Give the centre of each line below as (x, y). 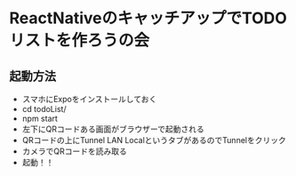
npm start (40, 118)
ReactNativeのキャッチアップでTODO (148, 18)
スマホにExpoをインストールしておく (89, 99)
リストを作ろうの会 (80, 40)
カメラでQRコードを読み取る (74, 151)
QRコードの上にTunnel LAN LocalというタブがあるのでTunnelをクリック (154, 140)
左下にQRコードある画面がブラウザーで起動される (113, 129)
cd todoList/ (44, 109)
